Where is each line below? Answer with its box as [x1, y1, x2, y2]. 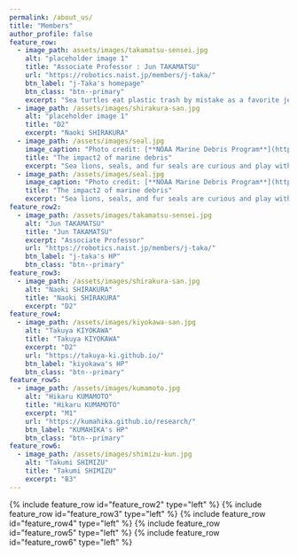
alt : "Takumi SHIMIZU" [25, 458, 109, 467]
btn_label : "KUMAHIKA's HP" [25, 425, 129, 435]
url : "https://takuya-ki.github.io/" [25, 351, 165, 360]
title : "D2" [25, 121, 69, 129]
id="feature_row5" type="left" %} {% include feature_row [9, 527, 220, 537]
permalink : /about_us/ [9, 12, 93, 22]
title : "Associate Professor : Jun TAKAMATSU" [25, 63, 200, 72]
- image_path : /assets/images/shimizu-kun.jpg [17, 450, 192, 459]
